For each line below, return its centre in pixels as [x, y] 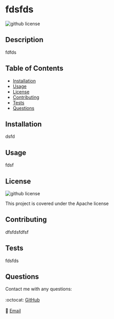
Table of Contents [35, 69]
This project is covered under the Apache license [57, 203]
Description [24, 40]
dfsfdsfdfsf [17, 232]
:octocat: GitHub [22, 300]
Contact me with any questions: [39, 289]
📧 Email [13, 311]
